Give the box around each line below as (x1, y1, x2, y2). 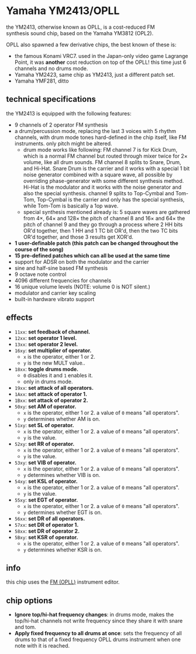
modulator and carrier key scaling (14, 289, 96, 297)
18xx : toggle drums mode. (14, 365, 79, 373)
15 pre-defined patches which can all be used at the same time (14, 252, 170, 259)
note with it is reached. (14, 642, 70, 649)
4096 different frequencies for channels (14, 277, 112, 284)
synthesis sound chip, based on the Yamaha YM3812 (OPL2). (6, 29, 154, 36)
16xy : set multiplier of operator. (14, 347, 92, 354)
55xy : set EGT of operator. (14, 496, 78, 503)
